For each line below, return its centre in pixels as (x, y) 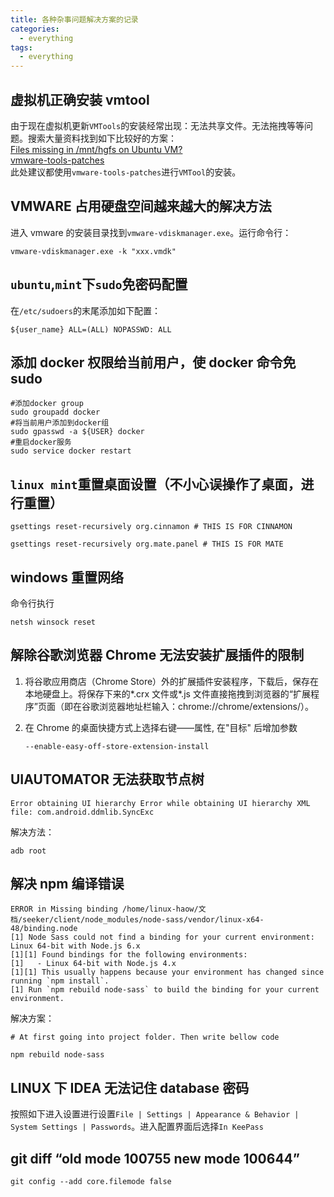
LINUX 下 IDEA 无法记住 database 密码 (130, 1087)
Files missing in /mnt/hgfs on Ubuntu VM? (96, 149)
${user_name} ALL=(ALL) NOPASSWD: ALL (91, 329)
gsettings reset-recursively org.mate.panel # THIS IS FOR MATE (147, 544)
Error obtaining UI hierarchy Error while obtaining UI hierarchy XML (160, 803)
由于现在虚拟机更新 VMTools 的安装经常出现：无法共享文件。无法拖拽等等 (157, 125)
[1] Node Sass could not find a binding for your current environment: (162, 937)
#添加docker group (47, 404)
